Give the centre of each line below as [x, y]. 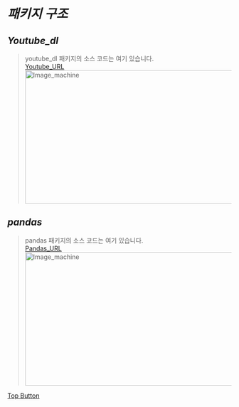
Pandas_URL [43, 248]
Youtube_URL [44, 67]
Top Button [23, 396]
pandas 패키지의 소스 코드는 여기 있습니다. [84, 240]
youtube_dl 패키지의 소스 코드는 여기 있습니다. [89, 58]
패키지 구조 [38, 14]
